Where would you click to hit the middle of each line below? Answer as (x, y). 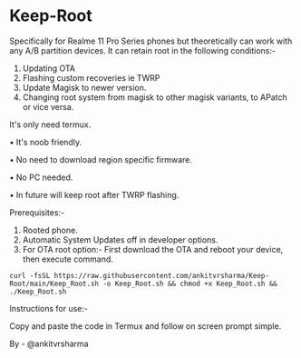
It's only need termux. (50, 124)
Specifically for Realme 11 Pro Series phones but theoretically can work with (151, 41)
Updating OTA (49, 68)
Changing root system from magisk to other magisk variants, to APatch (155, 97)
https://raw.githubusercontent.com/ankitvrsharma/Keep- (162, 275)
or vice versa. (48, 106)
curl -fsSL (30, 275)
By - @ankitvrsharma (49, 343)
